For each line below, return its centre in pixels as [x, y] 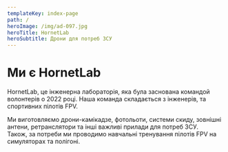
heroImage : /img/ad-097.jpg [48, 26]
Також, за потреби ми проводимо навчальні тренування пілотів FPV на [112, 134]
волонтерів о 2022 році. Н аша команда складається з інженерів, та [107, 99]
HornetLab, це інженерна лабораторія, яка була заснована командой [108, 92]
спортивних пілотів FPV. [42, 106]
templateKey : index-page [43, 13]
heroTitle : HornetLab [38, 33]
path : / [18, 20]
